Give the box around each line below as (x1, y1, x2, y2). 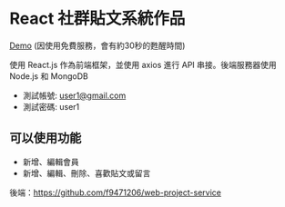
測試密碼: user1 (22, 101, 80, 112)
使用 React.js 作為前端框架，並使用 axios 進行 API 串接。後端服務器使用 (9, 59, 278, 70)
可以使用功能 (9, 131, 82, 146)
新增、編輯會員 (22, 156, 79, 167)
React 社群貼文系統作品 (9, 8, 186, 29)
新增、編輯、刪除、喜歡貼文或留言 (22, 167, 151, 178)
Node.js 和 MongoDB (9, 70, 88, 82)
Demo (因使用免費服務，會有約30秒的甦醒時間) (9, 40, 186, 51)
